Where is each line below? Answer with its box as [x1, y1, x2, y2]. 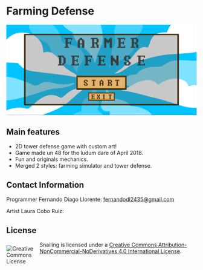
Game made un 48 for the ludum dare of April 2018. [14, 150, 144, 157]
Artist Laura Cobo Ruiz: [6, 208, 65, 215]
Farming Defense [6, 4, 95, 18]
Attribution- [158, 241, 187, 249]
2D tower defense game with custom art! [14, 143, 117, 150]
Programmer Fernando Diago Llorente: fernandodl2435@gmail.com [6, 196, 175, 203]
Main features [6, 127, 60, 137]
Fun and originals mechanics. [14, 156, 89, 163]
